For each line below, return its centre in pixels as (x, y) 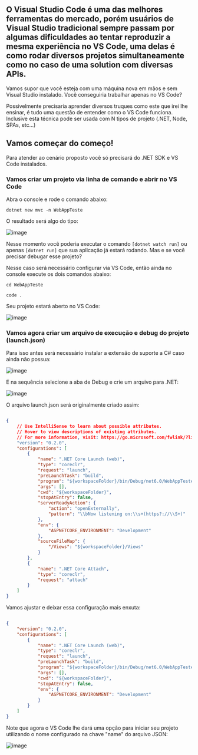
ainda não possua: (29, 360)
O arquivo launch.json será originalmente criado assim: (73, 405)
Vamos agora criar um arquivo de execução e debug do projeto (98, 332)
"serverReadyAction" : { (67, 503)
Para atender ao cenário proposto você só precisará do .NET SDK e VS (92, 157)
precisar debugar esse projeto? (44, 256)
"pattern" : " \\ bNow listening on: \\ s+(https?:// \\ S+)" (117, 514)
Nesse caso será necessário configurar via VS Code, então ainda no (89, 268)
